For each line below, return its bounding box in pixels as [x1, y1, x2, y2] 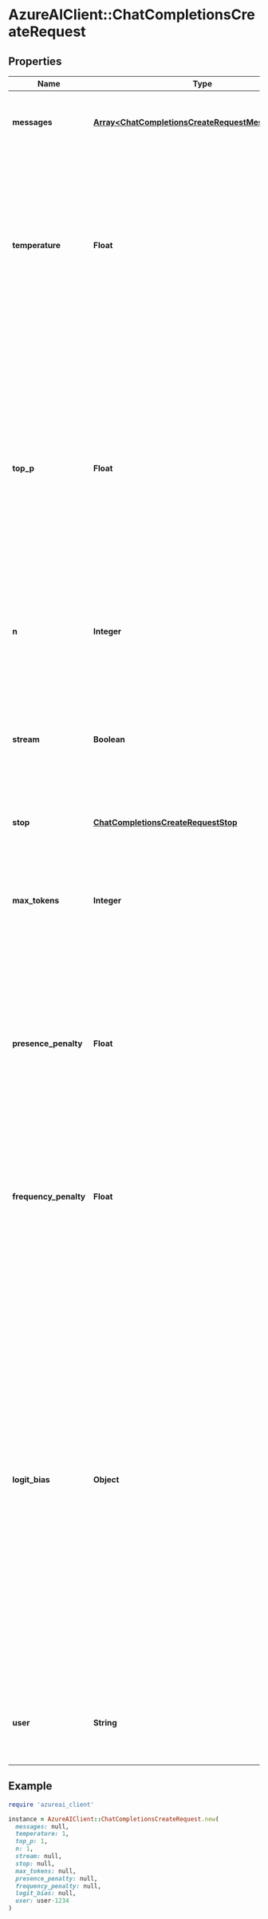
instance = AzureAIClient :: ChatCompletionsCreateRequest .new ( [8, 1815, 219, 1823]
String [93, 1717, 117, 1728]
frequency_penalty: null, [15, 1882, 102, 1890]
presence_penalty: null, [15, 1874, 98, 1882]
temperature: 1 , [15, 1830, 69, 1838]
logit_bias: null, [15, 1889, 77, 1897]
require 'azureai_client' [8, 1801, 94, 1809]
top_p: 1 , [15, 1837, 48, 1845]
